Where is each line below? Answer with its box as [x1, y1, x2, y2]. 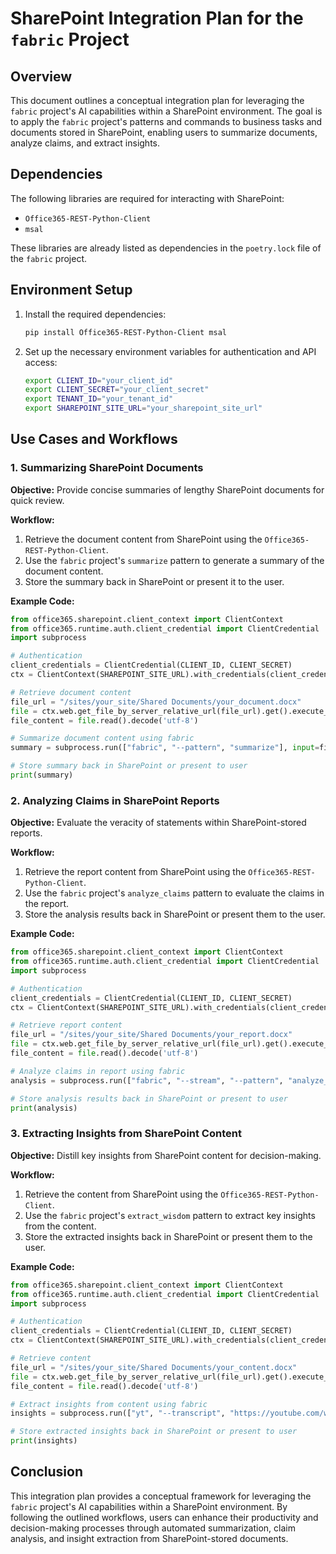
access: [24, 356, 58, 368]
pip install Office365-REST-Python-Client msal [24, 327, 227, 337]
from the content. [24, 1220, 97, 1232]
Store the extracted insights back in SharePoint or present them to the [24, 1230, 313, 1242]
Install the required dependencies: [24, 308, 167, 320]
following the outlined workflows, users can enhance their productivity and [10, 1511, 319, 1523]
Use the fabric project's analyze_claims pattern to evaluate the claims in [24, 887, 325, 899]
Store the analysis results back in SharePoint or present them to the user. [24, 908, 326, 921]
